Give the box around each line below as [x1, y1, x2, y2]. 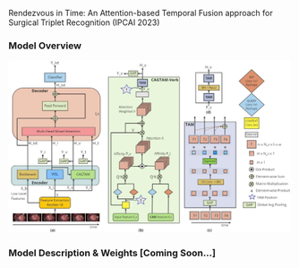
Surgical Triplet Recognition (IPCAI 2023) [8, 17, 160, 28]
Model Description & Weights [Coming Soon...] [8, 246, 217, 259]
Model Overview [8, 39, 82, 52]
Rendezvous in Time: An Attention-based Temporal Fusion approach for [8, 8, 274, 18]
